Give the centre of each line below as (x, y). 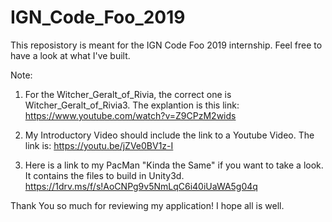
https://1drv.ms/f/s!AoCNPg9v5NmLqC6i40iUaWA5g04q (141, 186)
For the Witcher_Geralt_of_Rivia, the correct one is (128, 94)
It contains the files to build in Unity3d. (104, 175)
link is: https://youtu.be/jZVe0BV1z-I (99, 145)
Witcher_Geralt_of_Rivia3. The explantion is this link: (132, 105)
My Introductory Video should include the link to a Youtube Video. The (169, 135)
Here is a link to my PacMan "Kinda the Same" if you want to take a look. (174, 165)
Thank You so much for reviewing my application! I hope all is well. (147, 205)
